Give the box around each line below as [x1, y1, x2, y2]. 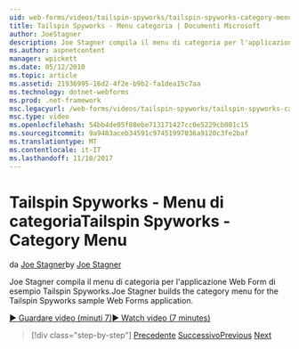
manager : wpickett [9, 54, 77, 63]
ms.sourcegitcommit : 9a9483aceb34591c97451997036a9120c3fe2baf [9, 129, 249, 138]
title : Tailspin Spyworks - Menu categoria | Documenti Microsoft [9, 21, 261, 30]
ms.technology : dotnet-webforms [9, 87, 129, 96]
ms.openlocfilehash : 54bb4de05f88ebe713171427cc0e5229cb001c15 [9, 121, 249, 130]
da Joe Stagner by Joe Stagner [9, 259, 122, 270]
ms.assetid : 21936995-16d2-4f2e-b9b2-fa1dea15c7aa [9, 79, 201, 88]
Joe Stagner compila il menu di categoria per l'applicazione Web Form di [9, 277, 276, 288]
